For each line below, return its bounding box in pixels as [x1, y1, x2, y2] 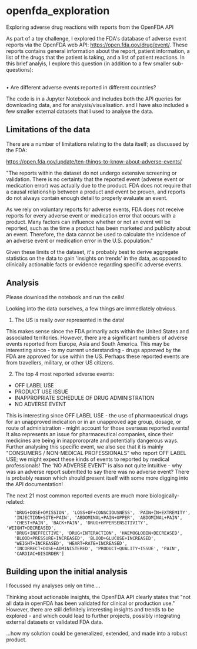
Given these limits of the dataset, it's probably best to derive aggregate [6, 248, 178, 255]
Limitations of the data [6, 125, 91, 135]
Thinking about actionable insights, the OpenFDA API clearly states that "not [6, 594, 191, 601]
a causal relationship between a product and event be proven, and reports [6, 188, 186, 195]
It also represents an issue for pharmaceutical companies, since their [6, 430, 173, 437]
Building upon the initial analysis [6, 566, 128, 577]
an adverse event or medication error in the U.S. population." [6, 237, 153, 244]
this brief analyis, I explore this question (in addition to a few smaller [6, 60, 171, 67]
